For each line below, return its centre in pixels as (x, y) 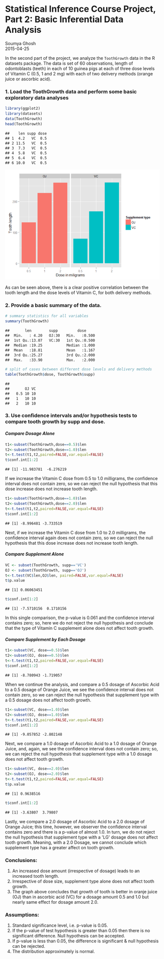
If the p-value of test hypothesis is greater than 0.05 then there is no (81, 931)
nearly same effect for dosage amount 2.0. (55, 902)
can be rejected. (29, 946)
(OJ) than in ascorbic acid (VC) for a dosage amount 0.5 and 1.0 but (80, 897)
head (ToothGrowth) (24, 124)
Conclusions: (21, 860)
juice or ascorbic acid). (28, 79)
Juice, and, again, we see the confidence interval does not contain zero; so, (82, 749)
